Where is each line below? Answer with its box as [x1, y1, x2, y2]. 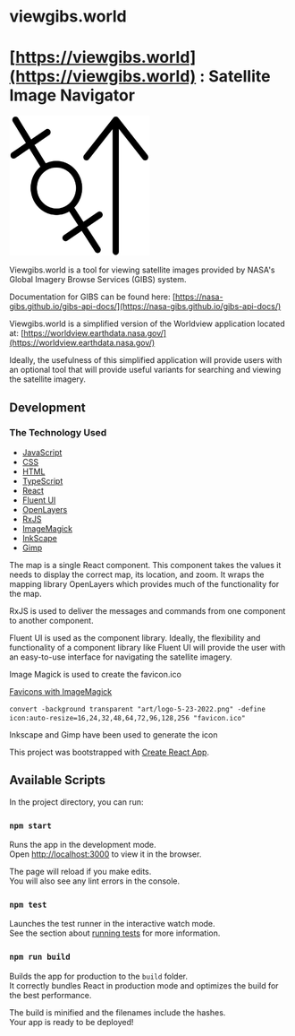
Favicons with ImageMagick [9, 686, 113, 696]
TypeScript [21, 475, 63, 486]
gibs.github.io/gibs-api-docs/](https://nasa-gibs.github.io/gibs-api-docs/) [9, 301, 282, 312]
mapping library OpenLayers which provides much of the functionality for [9, 578, 280, 589]
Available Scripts [9, 773, 105, 788]
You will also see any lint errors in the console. [9, 876, 181, 886]
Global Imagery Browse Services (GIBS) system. [9, 274, 187, 285]
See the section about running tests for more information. [9, 928, 221, 938]
